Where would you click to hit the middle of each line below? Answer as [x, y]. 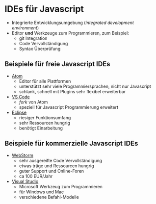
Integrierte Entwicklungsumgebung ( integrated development [73, 23]
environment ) [25, 27]
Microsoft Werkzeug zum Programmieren [61, 186]
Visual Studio [25, 181]
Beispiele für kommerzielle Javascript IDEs [71, 143]
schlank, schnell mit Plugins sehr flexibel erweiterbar [72, 91]
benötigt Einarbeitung [41, 128]
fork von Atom [33, 102]
